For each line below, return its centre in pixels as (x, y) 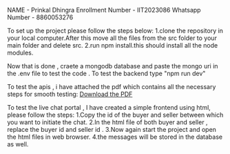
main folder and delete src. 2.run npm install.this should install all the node (113, 45)
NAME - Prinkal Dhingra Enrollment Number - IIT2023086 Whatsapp (104, 10)
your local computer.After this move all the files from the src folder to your (112, 38)
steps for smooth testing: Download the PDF (70, 94)
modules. (20, 52)
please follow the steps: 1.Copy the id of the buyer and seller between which (115, 115)
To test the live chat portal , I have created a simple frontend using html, (109, 107)
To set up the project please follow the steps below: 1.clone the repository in (115, 31)
